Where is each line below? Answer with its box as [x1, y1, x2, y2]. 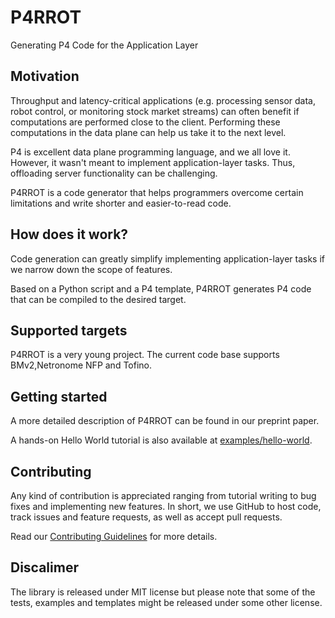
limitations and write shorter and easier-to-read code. [10, 197, 232, 209]
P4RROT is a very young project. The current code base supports [10, 349, 280, 361]
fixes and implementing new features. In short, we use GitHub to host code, [10, 501, 322, 512]
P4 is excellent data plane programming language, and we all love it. [10, 146, 291, 158]
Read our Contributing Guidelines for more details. [10, 531, 218, 542]
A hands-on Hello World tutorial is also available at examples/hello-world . [10, 434, 313, 446]
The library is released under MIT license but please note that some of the [10, 586, 316, 598]
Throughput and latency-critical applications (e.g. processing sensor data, [10, 94, 316, 106]
